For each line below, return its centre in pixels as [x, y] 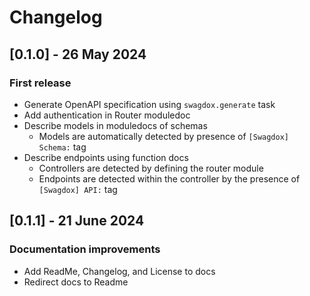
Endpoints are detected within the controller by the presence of [169, 178]
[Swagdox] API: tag [78, 189]
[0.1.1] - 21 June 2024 [77, 221]
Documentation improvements [85, 249]
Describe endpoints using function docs [106, 157]
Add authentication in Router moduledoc [107, 115]
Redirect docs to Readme [76, 282]
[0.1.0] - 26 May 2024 [78, 54]
